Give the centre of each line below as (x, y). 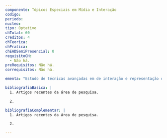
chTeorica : (16, 42)
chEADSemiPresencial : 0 (30, 51)
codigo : (13, 14)
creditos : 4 (17, 38)
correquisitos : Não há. (30, 70)
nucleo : (13, 24)
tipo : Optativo (21, 28)
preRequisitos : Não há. (30, 65)
